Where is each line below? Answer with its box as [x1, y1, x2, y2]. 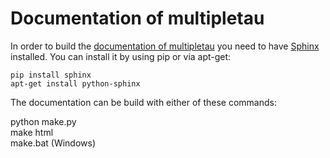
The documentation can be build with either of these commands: [10, 96, 277, 108]
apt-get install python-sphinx [10, 78, 141, 89]
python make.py [10, 115, 77, 127]
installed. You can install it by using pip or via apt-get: [10, 50, 232, 62]
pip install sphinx [10, 70, 92, 80]
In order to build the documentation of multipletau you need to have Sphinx [10, 40, 320, 52]
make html [10, 126, 54, 138]
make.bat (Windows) [10, 137, 97, 149]
